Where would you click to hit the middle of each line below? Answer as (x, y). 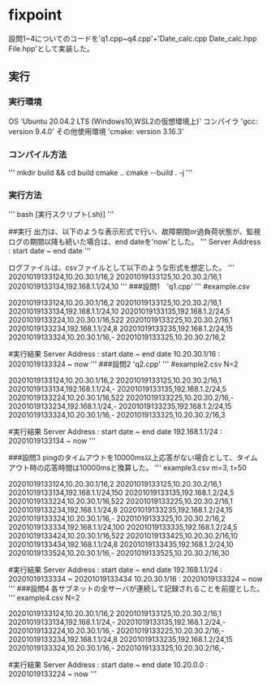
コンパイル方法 (38, 154)
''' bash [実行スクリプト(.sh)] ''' (61, 215)
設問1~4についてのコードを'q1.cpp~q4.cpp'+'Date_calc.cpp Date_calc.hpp (133, 38)
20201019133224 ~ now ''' (53, 674)
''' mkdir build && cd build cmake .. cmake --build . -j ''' (101, 172)
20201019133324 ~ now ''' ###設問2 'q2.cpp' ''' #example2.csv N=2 (123, 364)
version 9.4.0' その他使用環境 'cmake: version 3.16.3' (96, 131)
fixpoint (35, 15)
